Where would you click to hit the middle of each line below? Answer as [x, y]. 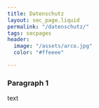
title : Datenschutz [36, 14]
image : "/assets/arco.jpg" [53, 46]
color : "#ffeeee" [39, 53]
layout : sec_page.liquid [44, 20]
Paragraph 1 [28, 83]
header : [19, 40]
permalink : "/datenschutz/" [48, 26]
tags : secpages [29, 33]
